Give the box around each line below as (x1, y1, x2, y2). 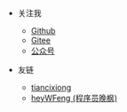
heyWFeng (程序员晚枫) (30, 92, 118, 103)
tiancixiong (30, 83, 72, 92)
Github (30, 26, 56, 36)
